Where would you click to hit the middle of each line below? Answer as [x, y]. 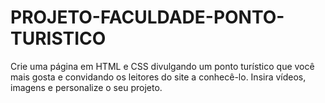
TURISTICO [58, 38]
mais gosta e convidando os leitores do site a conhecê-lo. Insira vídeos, [158, 77]
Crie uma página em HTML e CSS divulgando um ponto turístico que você [162, 66]
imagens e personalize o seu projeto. [86, 87]
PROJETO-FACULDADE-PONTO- [147, 17]
